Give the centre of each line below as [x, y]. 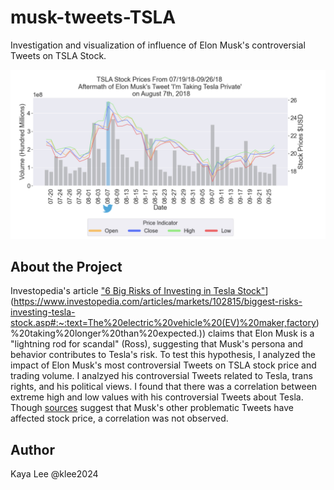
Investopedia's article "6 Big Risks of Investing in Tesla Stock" [138, 291]
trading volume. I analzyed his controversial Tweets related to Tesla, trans [161, 376]
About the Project [66, 267]
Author [32, 449]
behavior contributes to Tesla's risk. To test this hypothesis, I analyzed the [163, 355]
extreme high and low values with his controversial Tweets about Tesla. [157, 397]
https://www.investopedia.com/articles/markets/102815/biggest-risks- [158, 302]
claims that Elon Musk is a [261, 333]
